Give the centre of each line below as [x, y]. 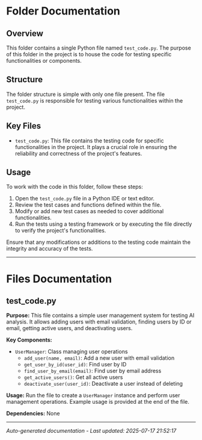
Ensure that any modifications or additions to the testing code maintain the [99, 242]
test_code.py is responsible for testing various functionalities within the [95, 100]
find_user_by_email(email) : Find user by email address [93, 371]
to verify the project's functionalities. [60, 231]
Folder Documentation [63, 11]
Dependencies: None [33, 413]
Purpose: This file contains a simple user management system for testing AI [100, 316]
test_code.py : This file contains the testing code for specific [89, 141]
